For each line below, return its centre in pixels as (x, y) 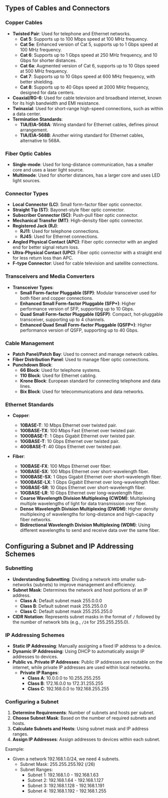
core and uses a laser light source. (48, 170)
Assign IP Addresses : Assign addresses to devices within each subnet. (86, 740)
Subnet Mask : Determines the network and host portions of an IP (80, 590)
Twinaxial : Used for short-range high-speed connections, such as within (88, 108)
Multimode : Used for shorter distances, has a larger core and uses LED (86, 175)
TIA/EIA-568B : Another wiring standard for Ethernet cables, (82, 135)
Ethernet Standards (30, 405)
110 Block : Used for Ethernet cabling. (58, 375)
